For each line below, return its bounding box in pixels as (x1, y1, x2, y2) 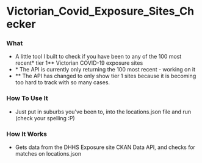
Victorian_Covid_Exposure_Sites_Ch (6, 4, 194, 18)
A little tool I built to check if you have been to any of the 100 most (15, 53, 182, 60)
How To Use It (6, 94, 48, 103)
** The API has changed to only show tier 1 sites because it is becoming (15, 72, 197, 80)
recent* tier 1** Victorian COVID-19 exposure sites (15, 59, 143, 67)
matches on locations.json (15, 150, 82, 158)
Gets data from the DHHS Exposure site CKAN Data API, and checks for (15, 143, 195, 151)
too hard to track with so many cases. (15, 79, 110, 86)
